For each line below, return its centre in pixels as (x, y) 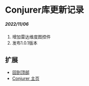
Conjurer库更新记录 (44, 10)
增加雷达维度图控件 (31, 37)
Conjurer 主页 (26, 78)
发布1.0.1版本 (25, 43)
